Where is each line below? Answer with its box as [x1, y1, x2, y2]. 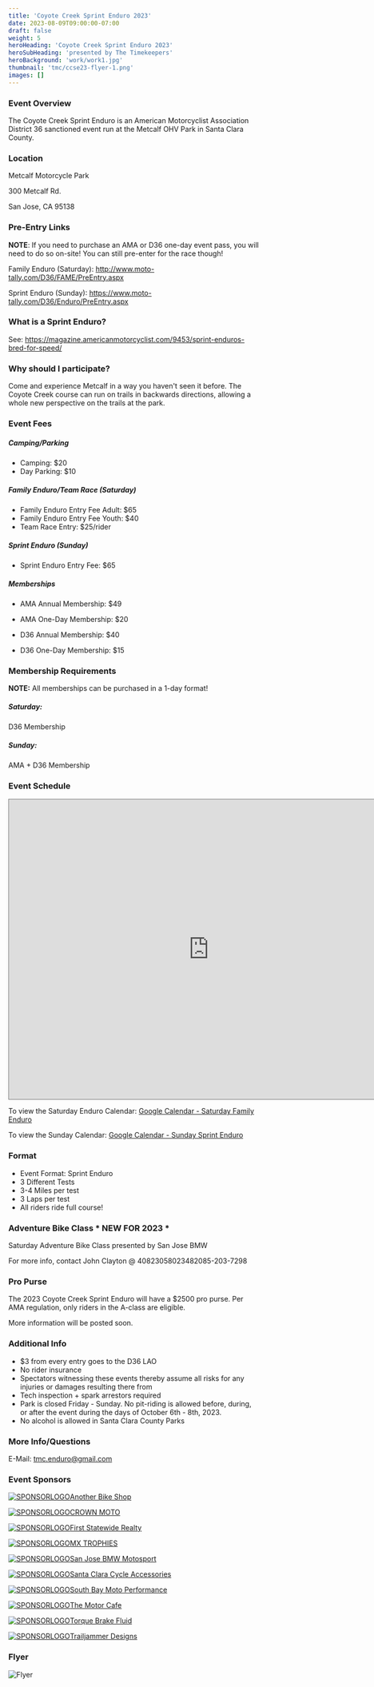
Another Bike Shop [70, 1492, 132, 1502]
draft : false [8, 26, 52, 34]
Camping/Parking [8, 437, 70, 448]
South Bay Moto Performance [70, 1585, 168, 1595]
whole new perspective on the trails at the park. [8, 398, 165, 408]
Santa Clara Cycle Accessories [70, 1569, 172, 1579]
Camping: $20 [19, 458, 68, 468]
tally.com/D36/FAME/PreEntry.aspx [8, 273, 124, 282]
